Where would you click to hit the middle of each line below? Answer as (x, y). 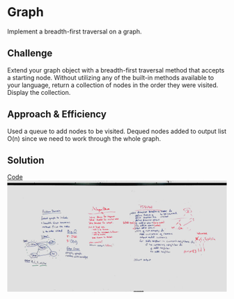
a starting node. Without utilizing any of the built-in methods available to (111, 77)
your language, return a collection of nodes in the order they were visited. (113, 85)
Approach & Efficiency (57, 115)
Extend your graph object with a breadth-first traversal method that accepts (116, 70)
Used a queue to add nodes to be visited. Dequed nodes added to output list (117, 131)
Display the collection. (39, 92)
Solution (26, 160)
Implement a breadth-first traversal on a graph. (75, 31)
